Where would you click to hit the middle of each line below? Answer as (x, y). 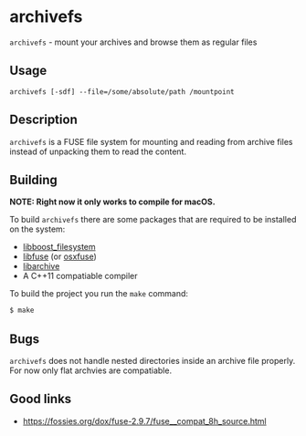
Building (33, 180)
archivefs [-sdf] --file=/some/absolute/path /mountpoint (122, 92)
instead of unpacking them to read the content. (98, 151)
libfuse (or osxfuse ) (60, 256)
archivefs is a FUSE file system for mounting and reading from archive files (151, 141)
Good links (41, 399)
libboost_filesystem (59, 247)
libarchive (41, 266)
